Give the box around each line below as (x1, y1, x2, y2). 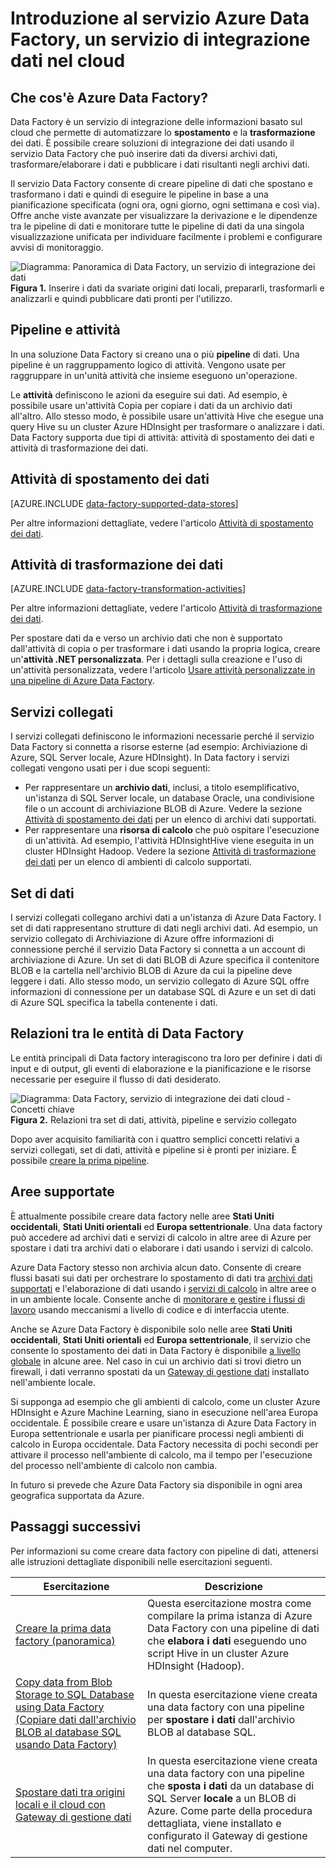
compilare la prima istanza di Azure (147, 1608, 313, 1622)
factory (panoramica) (15, 1633, 116, 1647)
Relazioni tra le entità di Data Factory (10, 1025, 245, 1042)
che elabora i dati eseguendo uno (147, 1633, 308, 1647)
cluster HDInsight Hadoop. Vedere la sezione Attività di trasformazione (24, 845, 317, 857)
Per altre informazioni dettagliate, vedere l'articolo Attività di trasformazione (10, 602, 323, 614)
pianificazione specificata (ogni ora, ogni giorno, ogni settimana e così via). (10, 199, 320, 211)
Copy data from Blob (15, 1675, 113, 1689)
